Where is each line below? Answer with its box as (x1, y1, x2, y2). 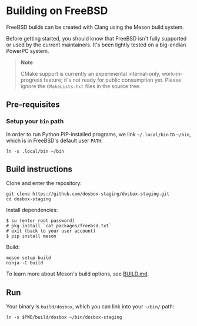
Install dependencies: (6, 207, 58, 214)
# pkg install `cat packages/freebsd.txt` (6, 223, 112, 229)
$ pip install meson (6, 233, 57, 239)
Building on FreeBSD (6, 4, 108, 18)
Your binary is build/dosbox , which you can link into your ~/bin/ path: (6, 303, 175, 310)
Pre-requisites (6, 100, 60, 110)
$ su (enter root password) (6, 218, 75, 224)
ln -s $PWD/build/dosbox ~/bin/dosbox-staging (6, 314, 122, 321)
